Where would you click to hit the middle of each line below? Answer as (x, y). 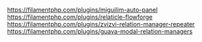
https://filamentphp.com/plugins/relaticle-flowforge (80, 17)
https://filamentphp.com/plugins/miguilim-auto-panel (82, 10)
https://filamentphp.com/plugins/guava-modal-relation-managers (100, 31)
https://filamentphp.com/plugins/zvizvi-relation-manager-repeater (101, 24)
